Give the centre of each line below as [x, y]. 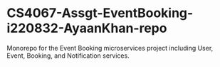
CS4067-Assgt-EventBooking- [100, 13]
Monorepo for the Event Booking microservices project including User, [110, 48]
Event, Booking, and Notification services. [68, 56]
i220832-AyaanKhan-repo [87, 28]
